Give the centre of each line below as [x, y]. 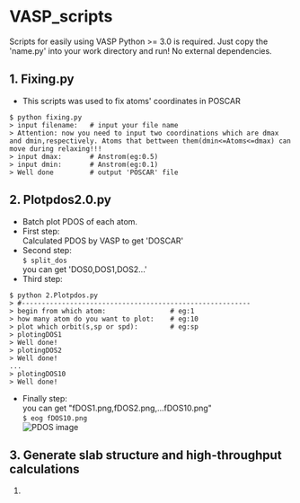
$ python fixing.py [46, 117]
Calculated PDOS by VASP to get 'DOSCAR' [103, 241]
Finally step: [44, 398]
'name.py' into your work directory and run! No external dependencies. [141, 50]
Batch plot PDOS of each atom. [79, 221]
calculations [44, 469]
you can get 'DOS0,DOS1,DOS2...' [84, 269]
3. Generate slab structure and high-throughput [146, 455]
